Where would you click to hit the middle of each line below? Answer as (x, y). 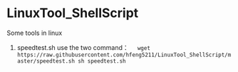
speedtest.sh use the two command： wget (84, 47)
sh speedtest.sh (102, 61)
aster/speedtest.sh (46, 61)
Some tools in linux (35, 33)
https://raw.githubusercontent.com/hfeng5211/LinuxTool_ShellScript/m (124, 55)
